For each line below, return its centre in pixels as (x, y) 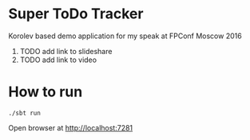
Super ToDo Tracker (76, 14)
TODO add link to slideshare (66, 51)
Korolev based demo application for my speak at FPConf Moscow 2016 (125, 36)
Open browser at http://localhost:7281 (71, 127)
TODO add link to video (58, 60)
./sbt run (25, 113)
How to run (46, 92)
